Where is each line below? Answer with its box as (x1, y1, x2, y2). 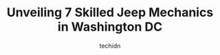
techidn (99, 41, 121, 50)
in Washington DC (57, 19, 163, 35)
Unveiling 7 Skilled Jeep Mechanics (6, 5, 214, 20)
